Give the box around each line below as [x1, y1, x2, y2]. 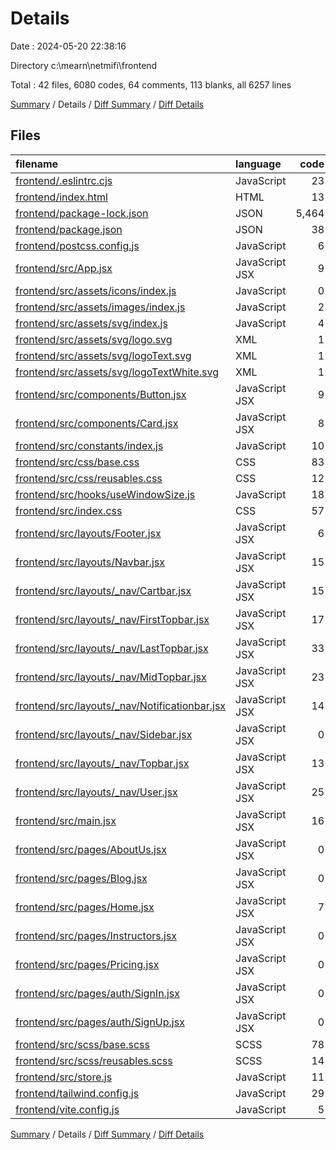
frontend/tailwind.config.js [15, 1086, 140, 1100]
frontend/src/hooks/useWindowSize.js [15, 487, 196, 501]
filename [15, 157, 59, 171]
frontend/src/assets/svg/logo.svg [15, 332, 173, 346]
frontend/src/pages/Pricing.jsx [15, 957, 160, 971]
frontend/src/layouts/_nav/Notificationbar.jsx [15, 698, 227, 712]
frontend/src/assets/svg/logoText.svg [15, 348, 192, 362]
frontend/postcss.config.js [15, 238, 140, 252]
